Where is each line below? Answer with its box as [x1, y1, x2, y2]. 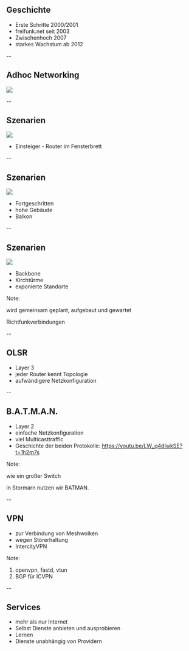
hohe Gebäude [15, 207, 53, 214]
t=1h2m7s [15, 448, 40, 456]
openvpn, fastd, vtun [15, 566, 68, 574]
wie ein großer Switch [6, 472, 61, 479]
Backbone [15, 270, 41, 277]
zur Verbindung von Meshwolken [15, 530, 98, 537]
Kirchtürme [15, 277, 44, 284]
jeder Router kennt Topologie [15, 370, 88, 377]
